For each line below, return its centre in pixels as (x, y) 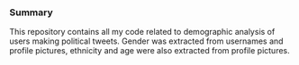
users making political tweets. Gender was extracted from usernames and (146, 41)
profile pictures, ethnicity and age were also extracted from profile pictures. (149, 51)
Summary (32, 12)
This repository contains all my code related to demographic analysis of (142, 32)
